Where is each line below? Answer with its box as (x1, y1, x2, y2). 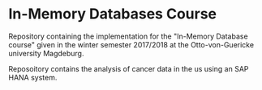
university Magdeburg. (8, 48, 84, 58)
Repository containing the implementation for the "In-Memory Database (8, 31, 249, 41)
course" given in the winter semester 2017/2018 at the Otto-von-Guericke (8, 39, 254, 49)
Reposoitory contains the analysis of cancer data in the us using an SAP (8, 63, 249, 73)
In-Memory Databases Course (8, 5, 217, 23)
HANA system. (8, 72, 58, 82)
